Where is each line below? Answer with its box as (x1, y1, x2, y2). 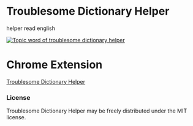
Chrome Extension (6, 58, 103, 72)
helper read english (6, 24, 55, 32)
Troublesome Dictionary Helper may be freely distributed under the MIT (6, 107, 187, 114)
